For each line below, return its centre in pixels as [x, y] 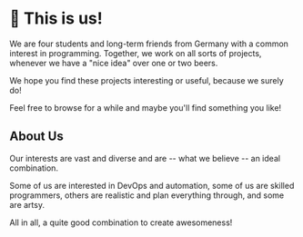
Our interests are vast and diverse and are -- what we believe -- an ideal [145, 158]
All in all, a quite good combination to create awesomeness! [121, 222]
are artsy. [27, 204]
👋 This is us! [56, 19]
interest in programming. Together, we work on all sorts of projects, [136, 53]
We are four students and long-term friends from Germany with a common [149, 44]
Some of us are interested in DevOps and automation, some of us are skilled [152, 185]
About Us [36, 137]
